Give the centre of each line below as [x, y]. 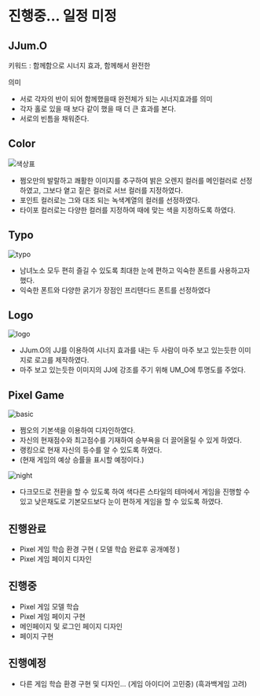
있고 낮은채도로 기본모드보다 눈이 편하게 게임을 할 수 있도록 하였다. [121, 502]
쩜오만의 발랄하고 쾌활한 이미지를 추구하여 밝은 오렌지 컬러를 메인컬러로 [128, 180]
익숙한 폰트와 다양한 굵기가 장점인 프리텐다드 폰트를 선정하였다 [115, 290]
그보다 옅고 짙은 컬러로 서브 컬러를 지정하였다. [113, 190]
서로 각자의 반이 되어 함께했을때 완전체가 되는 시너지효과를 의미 [116, 99]
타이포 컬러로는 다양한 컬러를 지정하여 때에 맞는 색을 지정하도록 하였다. [127, 210]
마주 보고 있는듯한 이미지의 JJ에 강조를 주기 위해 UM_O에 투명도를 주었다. [132, 370]
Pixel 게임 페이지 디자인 [55, 559]
